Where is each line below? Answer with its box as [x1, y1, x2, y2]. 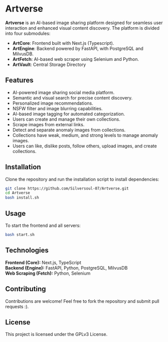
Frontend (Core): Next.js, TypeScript [5, 260, 81, 266]
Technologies [5, 246, 49, 254]
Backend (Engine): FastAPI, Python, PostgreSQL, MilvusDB [5, 265, 128, 271]
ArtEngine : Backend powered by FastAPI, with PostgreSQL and [12, 45, 144, 51]
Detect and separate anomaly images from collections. [12, 127, 126, 133]
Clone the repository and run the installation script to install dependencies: [5, 176, 159, 182]
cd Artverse [5, 191, 30, 196]
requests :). [5, 303, 29, 309]
